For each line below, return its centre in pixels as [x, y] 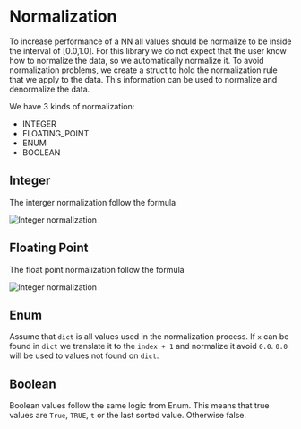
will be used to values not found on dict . [84, 355]
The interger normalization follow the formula [93, 202]
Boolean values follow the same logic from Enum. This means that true [139, 406]
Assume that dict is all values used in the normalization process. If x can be [149, 337]
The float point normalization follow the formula [97, 269]
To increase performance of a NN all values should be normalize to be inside [150, 41]
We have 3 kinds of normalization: [72, 106]
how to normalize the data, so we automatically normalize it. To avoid [137, 60]
